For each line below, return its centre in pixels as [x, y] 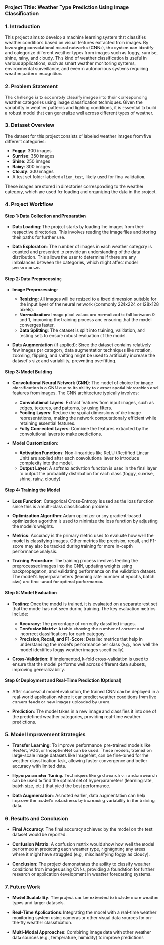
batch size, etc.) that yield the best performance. [61, 786]
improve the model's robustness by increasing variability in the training [83, 800]
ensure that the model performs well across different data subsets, [79, 664]
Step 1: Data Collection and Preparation [46, 216]
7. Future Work [23, 887]
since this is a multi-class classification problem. [61, 506]
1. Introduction [22, 26]
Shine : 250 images [31, 161]
